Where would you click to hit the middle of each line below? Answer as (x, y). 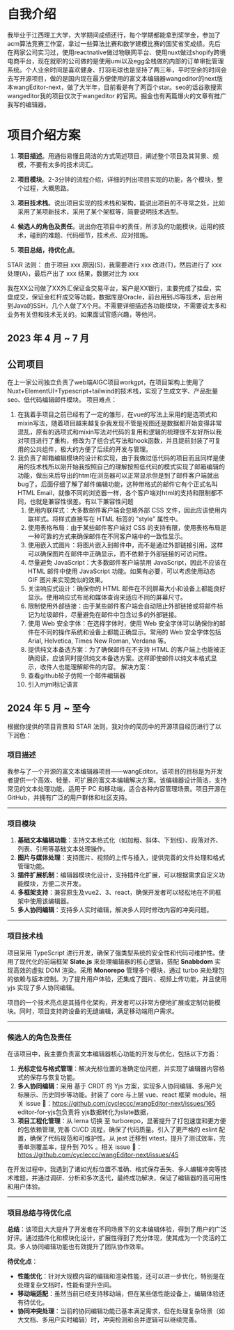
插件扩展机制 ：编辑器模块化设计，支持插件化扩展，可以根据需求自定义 (118, 875)
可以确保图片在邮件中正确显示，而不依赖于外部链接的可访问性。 (119, 554)
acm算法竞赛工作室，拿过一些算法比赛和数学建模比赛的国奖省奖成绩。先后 (114, 43)
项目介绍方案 (44, 135)
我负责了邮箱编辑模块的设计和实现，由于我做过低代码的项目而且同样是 (118, 458)
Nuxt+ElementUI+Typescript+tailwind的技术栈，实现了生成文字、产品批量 (113, 391)
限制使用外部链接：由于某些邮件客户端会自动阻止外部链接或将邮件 (122, 606)
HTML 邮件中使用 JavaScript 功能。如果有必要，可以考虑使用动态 (122, 571)
